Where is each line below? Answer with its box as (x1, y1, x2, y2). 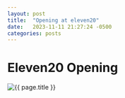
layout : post (7, 10, 46, 17)
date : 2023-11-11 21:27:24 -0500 (7, 23, 112, 30)
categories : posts (7, 29, 61, 37)
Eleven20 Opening (7, 60, 119, 76)
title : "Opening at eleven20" (7, 17, 100, 24)
